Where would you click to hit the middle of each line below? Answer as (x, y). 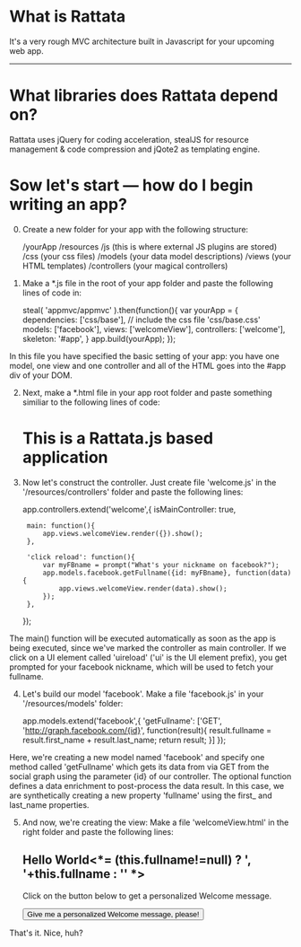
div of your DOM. (41, 375)
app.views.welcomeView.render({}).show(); (123, 533)
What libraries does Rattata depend (144, 96)
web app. (26, 50)
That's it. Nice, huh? (46, 933)
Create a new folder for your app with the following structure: (135, 229)
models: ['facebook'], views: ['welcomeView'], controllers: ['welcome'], (154, 329)
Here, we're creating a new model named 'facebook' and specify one (137, 757)
